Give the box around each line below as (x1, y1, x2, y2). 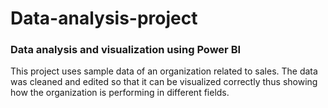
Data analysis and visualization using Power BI (10, 43, 242, 57)
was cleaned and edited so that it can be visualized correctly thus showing (10, 76, 318, 88)
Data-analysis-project (10, 7, 198, 30)
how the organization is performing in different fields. (10, 87, 230, 99)
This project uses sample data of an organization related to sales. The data (10, 65, 318, 77)
